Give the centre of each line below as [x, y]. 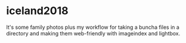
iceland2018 [37, 11]
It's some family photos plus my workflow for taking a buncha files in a [93, 27]
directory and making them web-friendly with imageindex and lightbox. [93, 33]
